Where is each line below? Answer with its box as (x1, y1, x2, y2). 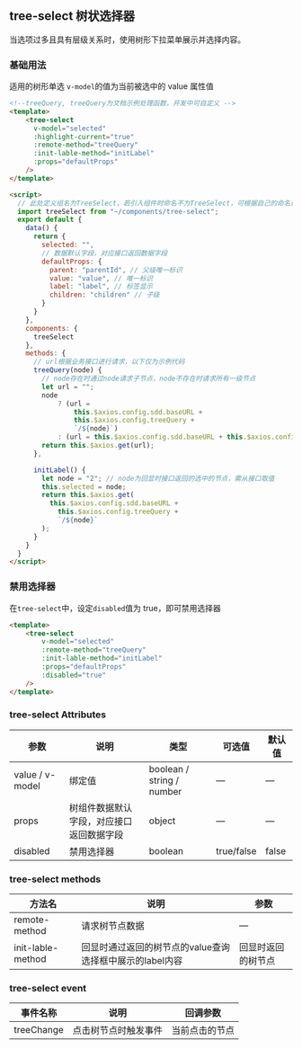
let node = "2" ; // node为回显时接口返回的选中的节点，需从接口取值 (41, 474, 275, 483)
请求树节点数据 (81, 920, 146, 932)
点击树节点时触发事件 (72, 1024, 164, 1036)
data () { (25, 224, 58, 233)
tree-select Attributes (9, 708, 106, 721)
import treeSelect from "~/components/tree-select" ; (17, 207, 219, 216)
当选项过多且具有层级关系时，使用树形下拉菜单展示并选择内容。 (9, 34, 245, 45)
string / (148, 774, 180, 787)
